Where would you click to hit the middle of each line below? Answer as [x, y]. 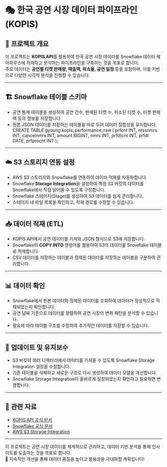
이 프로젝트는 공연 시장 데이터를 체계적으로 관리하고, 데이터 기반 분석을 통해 [78, 446]
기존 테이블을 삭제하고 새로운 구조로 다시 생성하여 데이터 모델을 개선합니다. [85, 373]
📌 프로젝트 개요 [27, 43]
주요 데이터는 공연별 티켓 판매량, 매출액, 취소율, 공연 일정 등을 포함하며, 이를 [78, 69]
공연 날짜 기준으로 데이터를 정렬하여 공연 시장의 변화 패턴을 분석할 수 [79, 313]
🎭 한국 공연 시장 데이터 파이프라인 [71, 10]
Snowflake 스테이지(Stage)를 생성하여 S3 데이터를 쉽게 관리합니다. [78, 196]
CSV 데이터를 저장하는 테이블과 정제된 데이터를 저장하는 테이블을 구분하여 [84, 258]
